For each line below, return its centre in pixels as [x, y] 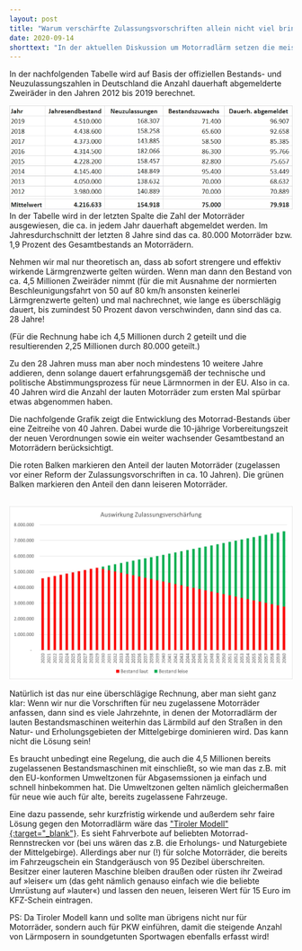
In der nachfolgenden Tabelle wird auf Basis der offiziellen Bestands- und [146, 74]
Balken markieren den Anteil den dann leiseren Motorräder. [119, 484]
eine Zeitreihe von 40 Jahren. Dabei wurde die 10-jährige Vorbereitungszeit [149, 429]
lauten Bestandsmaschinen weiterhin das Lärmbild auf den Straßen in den [146, 722]
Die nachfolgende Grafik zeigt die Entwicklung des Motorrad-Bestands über [150, 419]
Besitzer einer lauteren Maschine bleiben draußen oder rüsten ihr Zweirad [146, 871]
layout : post [34, 19]
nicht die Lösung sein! [50, 741]
